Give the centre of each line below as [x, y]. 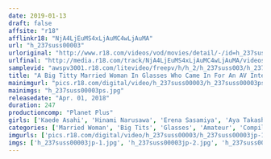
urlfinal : [25, 61]
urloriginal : [30, 53]
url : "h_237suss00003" [46, 46]
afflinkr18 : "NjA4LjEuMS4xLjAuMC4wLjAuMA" [81, 38]
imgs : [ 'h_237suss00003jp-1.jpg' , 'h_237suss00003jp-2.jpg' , [113, 143]
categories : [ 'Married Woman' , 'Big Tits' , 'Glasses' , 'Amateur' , [122, 128]
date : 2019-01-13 [38, 16]
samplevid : [27, 68]
